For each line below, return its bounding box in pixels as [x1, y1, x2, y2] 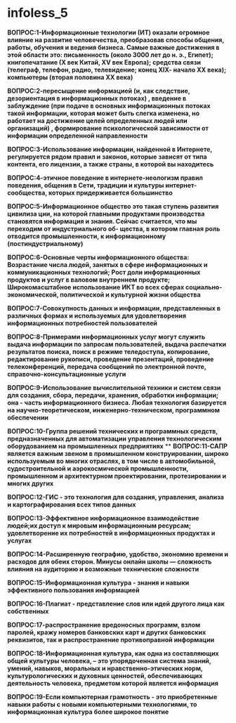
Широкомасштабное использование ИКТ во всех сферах [7, 282, 185, 291]
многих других [7, 479, 54, 488]
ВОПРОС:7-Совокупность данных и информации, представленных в [7, 304, 221, 312]
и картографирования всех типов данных [7, 500, 136, 509]
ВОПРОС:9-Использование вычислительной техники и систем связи [7, 383, 221, 391]
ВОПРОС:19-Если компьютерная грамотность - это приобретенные [7, 692, 218, 701]
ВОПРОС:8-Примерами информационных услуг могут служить [7, 332, 206, 341]
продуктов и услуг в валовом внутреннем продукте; [7, 275, 171, 284]
